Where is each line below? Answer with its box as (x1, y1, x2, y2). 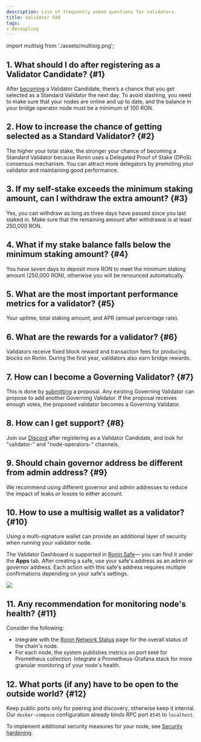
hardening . (6, 729, 33, 736)
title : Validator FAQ (6, 14, 61, 21)
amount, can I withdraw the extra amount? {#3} (6, 194, 188, 204)
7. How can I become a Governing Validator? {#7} (6, 372, 194, 382)
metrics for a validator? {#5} (6, 298, 115, 308)
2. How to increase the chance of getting (6, 122, 162, 132)
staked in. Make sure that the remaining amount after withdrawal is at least (6, 215, 192, 223)
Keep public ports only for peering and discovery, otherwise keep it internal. (6, 705, 195, 712)
